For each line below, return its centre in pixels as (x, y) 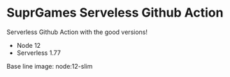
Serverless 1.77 (38, 53)
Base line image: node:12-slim (50, 66)
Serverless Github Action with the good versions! (77, 32)
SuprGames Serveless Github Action (115, 13)
